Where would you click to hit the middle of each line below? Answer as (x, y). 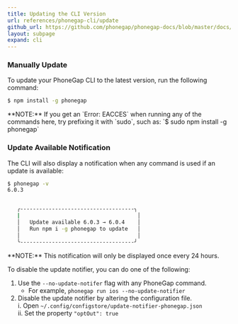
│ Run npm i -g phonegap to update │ (79, 228)
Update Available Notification (59, 148)
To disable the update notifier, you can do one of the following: (99, 269)
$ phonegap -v (28, 184)
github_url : (25, 27)
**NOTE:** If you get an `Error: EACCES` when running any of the (104, 115)
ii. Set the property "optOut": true (68, 313)
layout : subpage (31, 34)
